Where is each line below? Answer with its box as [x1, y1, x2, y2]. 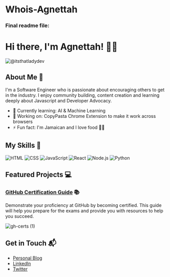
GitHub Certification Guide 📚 [5, 188, 80, 196]
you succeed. [5, 213, 34, 219]
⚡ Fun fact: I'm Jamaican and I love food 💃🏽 [12, 124, 105, 130]
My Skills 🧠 [5, 141, 41, 150]
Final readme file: [5, 22, 50, 29]
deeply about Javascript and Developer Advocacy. [5, 97, 112, 103]
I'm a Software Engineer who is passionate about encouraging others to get [5, 86, 165, 93]
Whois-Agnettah [5, 4, 78, 15]
